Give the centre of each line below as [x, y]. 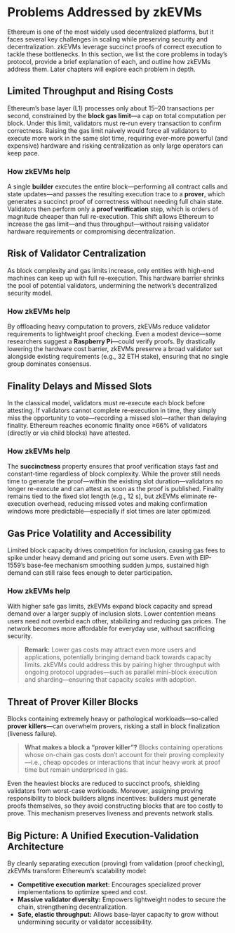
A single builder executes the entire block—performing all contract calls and [117, 186]
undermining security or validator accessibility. [85, 922]
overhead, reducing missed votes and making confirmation [122, 504]
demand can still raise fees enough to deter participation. [90, 573]
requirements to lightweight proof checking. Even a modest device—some [114, 334]
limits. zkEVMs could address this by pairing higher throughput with [122, 665]
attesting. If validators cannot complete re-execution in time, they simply [112, 410]
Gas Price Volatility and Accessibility [89, 533]
